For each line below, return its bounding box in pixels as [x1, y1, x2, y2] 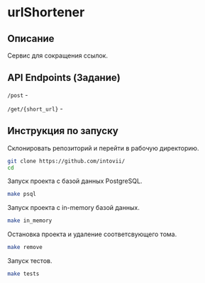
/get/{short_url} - [7, 104, 63, 113]
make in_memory [7, 217, 52, 224]
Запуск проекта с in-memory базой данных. [7, 204, 140, 212]
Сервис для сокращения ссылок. [7, 51, 109, 60]
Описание [7, 33, 55, 45]
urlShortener [7, 4, 85, 21]
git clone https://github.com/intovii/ [7, 157, 126, 165]
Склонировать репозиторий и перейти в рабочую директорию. [7, 143, 199, 152]
